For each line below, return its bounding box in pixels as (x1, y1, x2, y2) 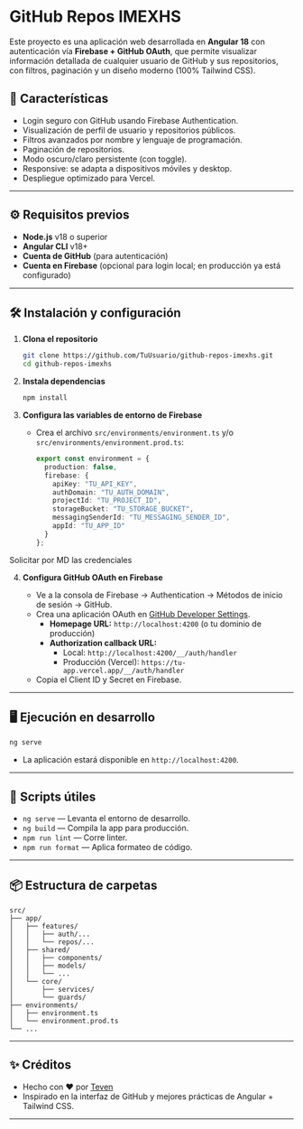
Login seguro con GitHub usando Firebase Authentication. (22, 115, 239, 125)
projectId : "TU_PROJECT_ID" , (52, 496, 162, 505)
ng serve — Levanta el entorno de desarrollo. (22, 813, 191, 824)
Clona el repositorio (22, 334, 98, 345)
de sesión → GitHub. (35, 598, 113, 610)
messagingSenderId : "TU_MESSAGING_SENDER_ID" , (52, 513, 231, 523)
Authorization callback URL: (49, 637, 158, 648)
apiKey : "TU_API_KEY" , (52, 479, 138, 488)
